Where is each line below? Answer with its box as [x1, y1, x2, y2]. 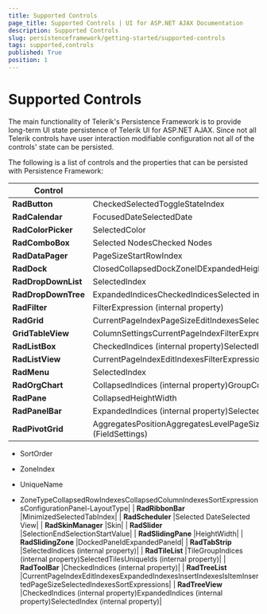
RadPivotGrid [12, 423, 64, 434]
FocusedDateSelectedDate [92, 211, 193, 222]
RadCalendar [12, 211, 63, 222]
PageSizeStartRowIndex [92, 250, 183, 261]
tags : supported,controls [8, 41, 94, 49]
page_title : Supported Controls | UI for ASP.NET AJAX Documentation [8, 19, 244, 27]
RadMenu [12, 366, 50, 377]
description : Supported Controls [8, 26, 119, 34]
